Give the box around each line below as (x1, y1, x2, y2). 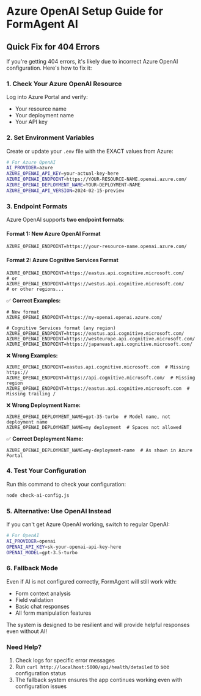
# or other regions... (6, 286, 64, 292)
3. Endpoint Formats (6, 202, 68, 210)
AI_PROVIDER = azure (6, 165, 53, 171)
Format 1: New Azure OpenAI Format (6, 230, 101, 237)
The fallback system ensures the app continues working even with (15, 676, 183, 684)
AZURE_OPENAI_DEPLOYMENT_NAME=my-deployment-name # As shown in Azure (6, 447, 192, 453)
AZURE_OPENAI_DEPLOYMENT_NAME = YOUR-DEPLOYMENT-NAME (6, 182, 141, 188)
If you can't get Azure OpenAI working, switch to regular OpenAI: (6, 521, 170, 528)
